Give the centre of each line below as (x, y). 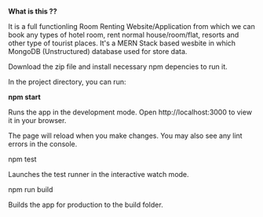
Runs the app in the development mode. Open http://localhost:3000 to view (130, 112)
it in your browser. (37, 120)
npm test (22, 159)
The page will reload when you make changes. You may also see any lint (125, 136)
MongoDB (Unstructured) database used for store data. (98, 51)
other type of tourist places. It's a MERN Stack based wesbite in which (122, 43)
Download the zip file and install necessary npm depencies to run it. (118, 67)
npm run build (31, 190)
